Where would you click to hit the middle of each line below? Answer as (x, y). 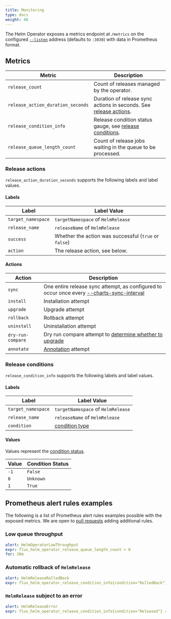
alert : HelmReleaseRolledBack (37, 578)
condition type (72, 426)
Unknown (36, 479)
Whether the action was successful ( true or (107, 236)
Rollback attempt (64, 317)
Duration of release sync (123, 99)
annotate (18, 349)
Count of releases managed (127, 84)
